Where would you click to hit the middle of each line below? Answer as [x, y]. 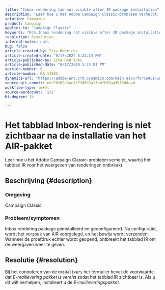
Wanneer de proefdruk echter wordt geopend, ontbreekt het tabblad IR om [81, 239]
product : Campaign [24, 23]
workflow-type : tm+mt [27, 87]
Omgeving [18, 194]
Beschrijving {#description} [49, 180]
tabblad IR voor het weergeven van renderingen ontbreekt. [64, 165]
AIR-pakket [29, 146]
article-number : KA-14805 [31, 74]
